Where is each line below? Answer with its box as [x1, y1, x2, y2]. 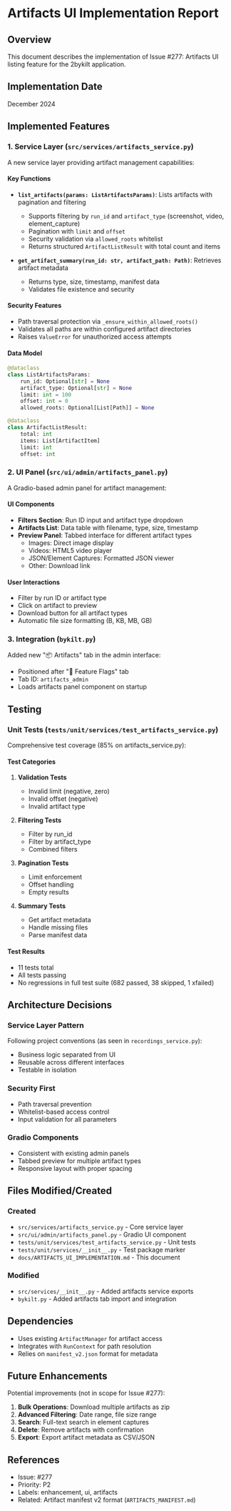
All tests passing [17, 970, 66, 979]
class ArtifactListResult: [7, 424, 88, 432]
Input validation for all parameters [17, 1114, 117, 1123]
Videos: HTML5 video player [28, 546, 113, 554]
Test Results [7, 947, 45, 955]
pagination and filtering [17, 198, 87, 206]
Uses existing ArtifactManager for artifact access [17, 1334, 163, 1342]
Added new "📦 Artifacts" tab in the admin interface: [7, 651, 161, 659]
